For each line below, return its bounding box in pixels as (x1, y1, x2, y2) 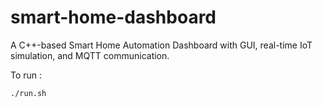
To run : (10, 69, 43, 81)
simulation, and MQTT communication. (10, 49, 170, 61)
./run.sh (10, 88, 47, 98)
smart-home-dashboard (10, 6, 217, 29)
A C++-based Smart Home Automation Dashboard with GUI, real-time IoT (10, 39, 313, 51)
